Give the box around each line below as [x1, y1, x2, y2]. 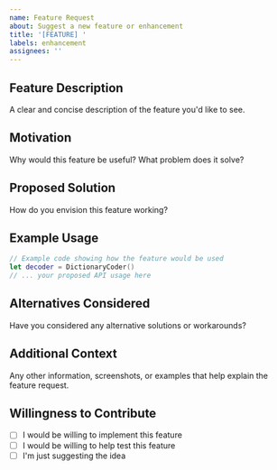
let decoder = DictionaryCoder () [9, 263, 135, 272]
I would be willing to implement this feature [22, 429, 183, 440]
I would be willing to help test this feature [22, 439, 176, 451]
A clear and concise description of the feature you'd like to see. [9, 104, 245, 115]
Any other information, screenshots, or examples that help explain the [9, 370, 269, 381]
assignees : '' [9, 47, 63, 56]
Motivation [9, 130, 72, 145]
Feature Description [9, 80, 124, 96]
